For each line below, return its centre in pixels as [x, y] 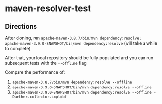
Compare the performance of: [35, 72]
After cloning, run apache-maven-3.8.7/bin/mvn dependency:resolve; [73, 38]
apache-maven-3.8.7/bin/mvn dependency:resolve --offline [72, 82]
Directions [21, 26]
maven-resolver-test [48, 9]
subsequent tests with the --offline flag [46, 63]
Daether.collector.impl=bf [39, 97]
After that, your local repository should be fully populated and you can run [79, 58]
